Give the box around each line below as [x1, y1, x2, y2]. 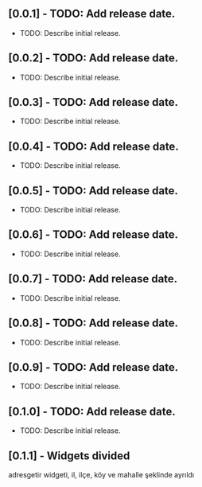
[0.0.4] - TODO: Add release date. [8, 139, 179, 153]
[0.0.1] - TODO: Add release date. [8, 7, 176, 21]
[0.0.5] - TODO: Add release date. [8, 184, 179, 197]
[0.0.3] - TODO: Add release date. [8, 95, 179, 109]
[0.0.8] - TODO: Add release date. [8, 317, 179, 330]
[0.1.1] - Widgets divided [8, 449, 130, 462]
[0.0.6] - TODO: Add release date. [8, 228, 179, 242]
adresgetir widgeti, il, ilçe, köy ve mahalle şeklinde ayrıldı [8, 469, 195, 479]
